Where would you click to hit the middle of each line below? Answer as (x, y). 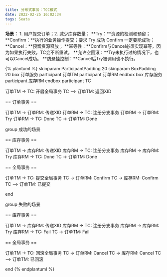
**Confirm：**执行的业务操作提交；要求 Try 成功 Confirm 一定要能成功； (80, 40)
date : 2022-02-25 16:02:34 (33, 14)
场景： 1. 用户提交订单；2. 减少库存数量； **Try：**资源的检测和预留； (78, 34)
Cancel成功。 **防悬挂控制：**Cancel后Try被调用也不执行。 (76, 59)
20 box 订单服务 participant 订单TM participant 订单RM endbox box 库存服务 (84, 75)
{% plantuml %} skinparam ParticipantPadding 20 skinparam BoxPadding (81, 69)
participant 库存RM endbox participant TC (48, 81)
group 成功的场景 (23, 130)
